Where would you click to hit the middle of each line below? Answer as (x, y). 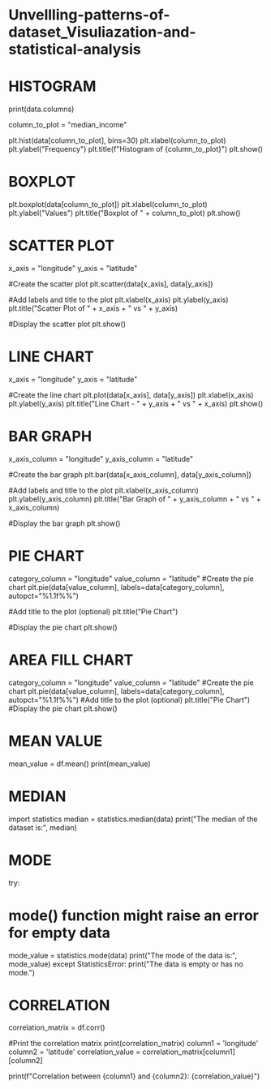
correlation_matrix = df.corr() (57, 1027)
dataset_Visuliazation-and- (102, 32)
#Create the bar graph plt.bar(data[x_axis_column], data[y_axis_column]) (130, 474)
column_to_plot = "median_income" (68, 125)
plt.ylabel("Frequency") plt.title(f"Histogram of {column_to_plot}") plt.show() (136, 149)
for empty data (60, 933)
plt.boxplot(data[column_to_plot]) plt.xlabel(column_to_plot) (108, 204)
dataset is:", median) (43, 827)
